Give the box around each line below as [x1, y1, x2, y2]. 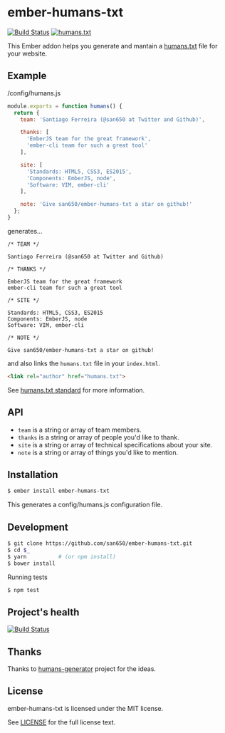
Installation [7, 468, 58, 481]
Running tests [7, 573, 48, 581]
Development [7, 521, 69, 533]
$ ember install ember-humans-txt [7, 487, 110, 495]
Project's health [7, 606, 80, 618]
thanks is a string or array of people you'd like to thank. [17, 432, 179, 442]
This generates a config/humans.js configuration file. [7, 500, 163, 509]
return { [14, 109, 40, 116]
